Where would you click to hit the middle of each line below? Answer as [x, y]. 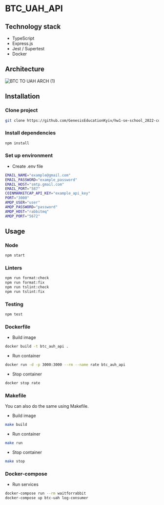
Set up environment [29, 155]
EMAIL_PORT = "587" [23, 189]
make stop [15, 461]
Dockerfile [18, 327]
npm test [14, 314]
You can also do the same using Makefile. [47, 406]
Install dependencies [31, 133]
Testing [14, 304]
